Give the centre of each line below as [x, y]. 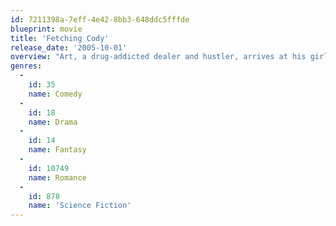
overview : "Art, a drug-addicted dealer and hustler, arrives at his [158, 57]
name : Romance [57, 177]
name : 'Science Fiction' [80, 206]
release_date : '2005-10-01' [69, 47]
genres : [26, 66]
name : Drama [53, 122]
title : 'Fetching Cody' [60, 38]
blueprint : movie [46, 29]
